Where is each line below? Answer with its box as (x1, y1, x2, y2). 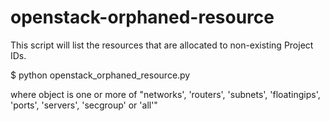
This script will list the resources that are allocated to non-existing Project (10, 39, 314, 51)
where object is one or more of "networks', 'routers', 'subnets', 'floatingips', (10, 88, 321, 100)
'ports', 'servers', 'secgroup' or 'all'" (10, 99, 158, 111)
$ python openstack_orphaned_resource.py (10, 69, 191, 81)
